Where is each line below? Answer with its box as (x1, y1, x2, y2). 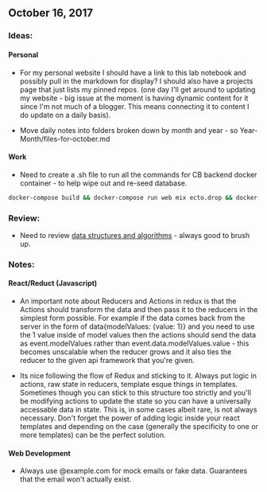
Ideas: (8, 30, 33, 41)
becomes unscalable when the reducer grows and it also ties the (19, 347, 232, 357)
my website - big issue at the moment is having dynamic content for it (19, 93, 249, 103)
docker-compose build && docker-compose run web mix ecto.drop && (8, 193, 233, 201)
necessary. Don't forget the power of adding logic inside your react (19, 413, 240, 423)
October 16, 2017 (8, 6, 94, 20)
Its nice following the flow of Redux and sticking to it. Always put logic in (19, 371, 257, 381)
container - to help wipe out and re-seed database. (19, 178, 188, 188)
